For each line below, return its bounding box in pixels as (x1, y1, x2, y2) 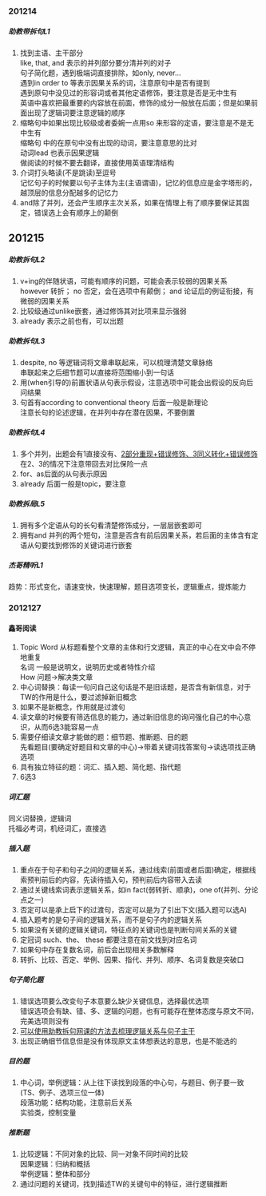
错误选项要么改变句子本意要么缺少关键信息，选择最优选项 (19, 996, 209, 1006)
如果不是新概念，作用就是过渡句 (19, 702, 125, 712)
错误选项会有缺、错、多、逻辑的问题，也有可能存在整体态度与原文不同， (19, 1007, 258, 1016)
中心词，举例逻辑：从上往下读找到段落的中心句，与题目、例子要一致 (19, 1078, 244, 1087)
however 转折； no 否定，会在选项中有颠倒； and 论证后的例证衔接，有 (19, 286, 254, 296)
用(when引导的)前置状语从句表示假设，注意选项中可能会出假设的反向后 (19, 378, 254, 387)
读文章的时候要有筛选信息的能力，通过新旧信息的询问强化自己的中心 (19, 713, 244, 722)
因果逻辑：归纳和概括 (19, 1159, 90, 1169)
